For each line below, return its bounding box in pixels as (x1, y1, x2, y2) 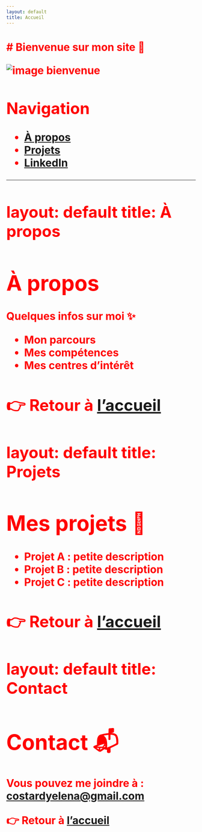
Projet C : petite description (23, 575, 164, 589)
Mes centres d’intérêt (23, 359, 134, 373)
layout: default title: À (6, 202, 173, 222)
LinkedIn (23, 156, 68, 170)
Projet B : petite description (23, 563, 164, 576)
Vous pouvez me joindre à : (6, 777, 144, 791)
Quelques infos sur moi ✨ (6, 310, 136, 323)
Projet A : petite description (23, 549, 164, 563)
